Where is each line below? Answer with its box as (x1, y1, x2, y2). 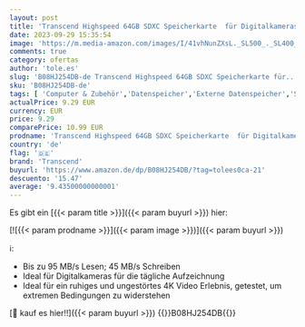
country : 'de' (9, 140, 64, 149)
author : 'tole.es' (9, 64, 79, 74)
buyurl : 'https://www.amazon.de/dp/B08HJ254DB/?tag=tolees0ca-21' (9, 165, 266, 174)
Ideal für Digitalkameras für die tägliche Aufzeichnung (22, 271, 225, 282)
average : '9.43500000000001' (9, 183, 120, 192)
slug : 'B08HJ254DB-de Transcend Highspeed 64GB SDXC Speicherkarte (9, 73, 271, 82)
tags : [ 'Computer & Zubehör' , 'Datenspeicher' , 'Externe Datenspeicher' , (9, 89, 290, 98)
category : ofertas (9, 55, 79, 64)
